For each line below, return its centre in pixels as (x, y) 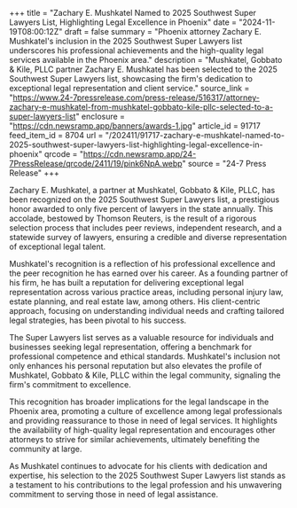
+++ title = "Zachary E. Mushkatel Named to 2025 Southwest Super (133, 13)
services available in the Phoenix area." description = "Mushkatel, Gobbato (146, 60)
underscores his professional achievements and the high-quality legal (137, 51)
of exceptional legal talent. (58, 246)
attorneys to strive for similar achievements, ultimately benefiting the (134, 439)
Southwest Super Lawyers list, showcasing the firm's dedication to (131, 78)
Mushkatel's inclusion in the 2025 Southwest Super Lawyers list (126, 41)
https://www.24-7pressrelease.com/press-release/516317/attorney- (136, 98)
